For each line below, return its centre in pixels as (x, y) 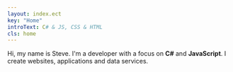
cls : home (22, 34)
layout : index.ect (34, 14)
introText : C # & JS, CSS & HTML (55, 27)
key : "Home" (25, 20)
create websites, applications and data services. (78, 61)
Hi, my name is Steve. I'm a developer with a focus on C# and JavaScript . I (117, 54)
